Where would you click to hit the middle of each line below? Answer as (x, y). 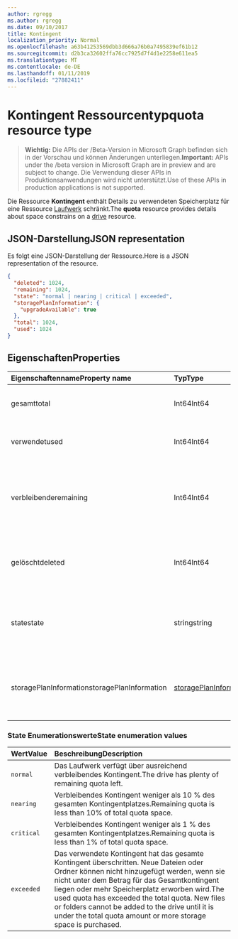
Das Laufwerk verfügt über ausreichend (121, 766)
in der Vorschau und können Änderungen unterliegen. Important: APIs (126, 158)
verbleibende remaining (50, 497)
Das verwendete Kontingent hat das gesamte (129, 853)
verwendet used (37, 441)
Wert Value (29, 754)
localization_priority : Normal (53, 40)
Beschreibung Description (98, 754)
